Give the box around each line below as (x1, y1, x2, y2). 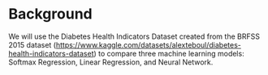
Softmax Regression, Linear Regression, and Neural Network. (8, 57, 214, 67)
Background (8, 5, 93, 23)
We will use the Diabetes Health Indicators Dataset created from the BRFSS (8, 31, 260, 41)
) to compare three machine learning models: (93, 48, 245, 58)
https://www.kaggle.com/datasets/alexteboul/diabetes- (55, 40, 242, 49)
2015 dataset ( (8, 40, 57, 49)
